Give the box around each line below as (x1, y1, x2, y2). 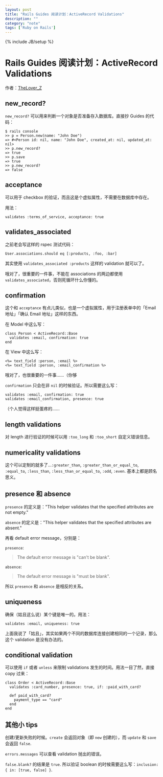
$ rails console (5, 129, 38, 134)
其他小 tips (5, 720, 38, 729)
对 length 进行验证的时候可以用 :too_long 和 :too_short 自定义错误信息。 (5, 434, 153, 440)
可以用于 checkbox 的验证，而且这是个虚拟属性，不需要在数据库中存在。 (5, 194, 152, 200)
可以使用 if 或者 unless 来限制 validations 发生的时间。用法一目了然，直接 (5, 664, 155, 670)
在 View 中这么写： (5, 349, 44, 355)
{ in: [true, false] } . (5, 767, 53, 773)
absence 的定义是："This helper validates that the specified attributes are (5, 519, 152, 525)
